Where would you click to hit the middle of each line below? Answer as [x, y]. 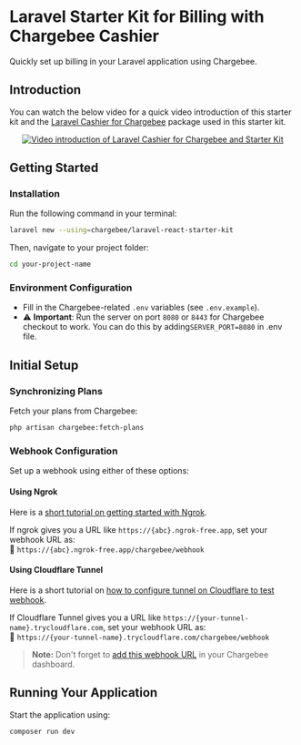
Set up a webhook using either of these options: [99, 471]
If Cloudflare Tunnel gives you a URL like [85, 617]
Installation [35, 194]
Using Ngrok [34, 491]
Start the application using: [60, 714]
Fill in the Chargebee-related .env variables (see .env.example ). [141, 308]
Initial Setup [44, 365]
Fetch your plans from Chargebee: [74, 411]
